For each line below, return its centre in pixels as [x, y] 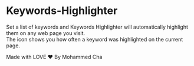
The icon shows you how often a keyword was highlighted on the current [95, 39]
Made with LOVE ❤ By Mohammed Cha [54, 57]
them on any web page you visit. [46, 33]
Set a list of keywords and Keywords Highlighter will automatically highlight [97, 27]
